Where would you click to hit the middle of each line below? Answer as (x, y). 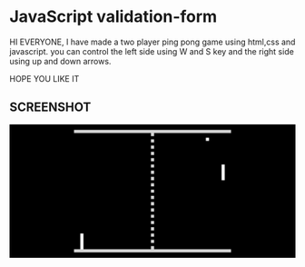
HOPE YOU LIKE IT (44, 78)
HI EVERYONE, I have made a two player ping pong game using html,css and (152, 42)
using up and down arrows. (60, 61)
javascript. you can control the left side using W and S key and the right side (152, 51)
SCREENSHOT (50, 108)
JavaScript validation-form (113, 17)
